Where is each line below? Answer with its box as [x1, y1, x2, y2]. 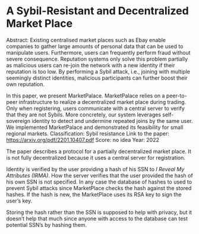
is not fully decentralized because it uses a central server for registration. [6, 154, 186, 161]
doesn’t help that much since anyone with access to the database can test [6, 215, 188, 222]
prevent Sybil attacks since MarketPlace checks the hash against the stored [6, 184, 192, 191]
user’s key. [6, 197, 33, 204]
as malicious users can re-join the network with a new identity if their [6, 61, 175, 69]
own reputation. [6, 80, 45, 87]
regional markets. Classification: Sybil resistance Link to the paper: [6, 129, 169, 137]
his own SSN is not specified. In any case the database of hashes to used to [6, 178, 192, 185]
